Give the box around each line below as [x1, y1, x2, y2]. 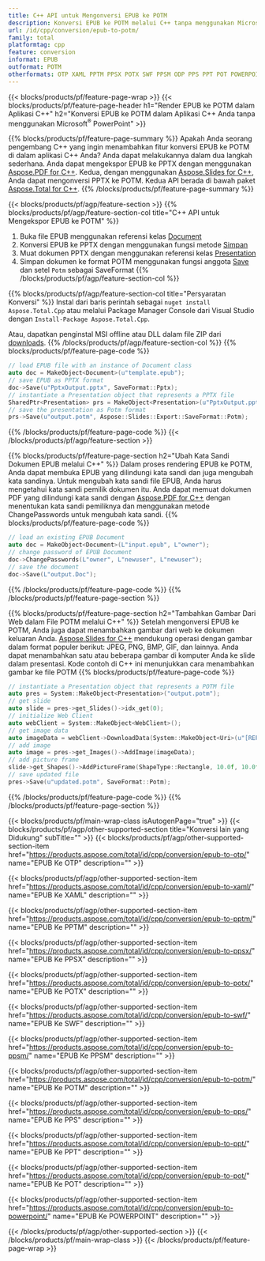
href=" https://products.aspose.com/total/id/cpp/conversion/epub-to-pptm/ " [8, 914, 256, 923]
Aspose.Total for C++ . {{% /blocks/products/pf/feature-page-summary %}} [8, 184, 254, 194]
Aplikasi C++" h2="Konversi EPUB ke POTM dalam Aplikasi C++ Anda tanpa [8, 108, 256, 119]
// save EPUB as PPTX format [8, 376, 104, 384]
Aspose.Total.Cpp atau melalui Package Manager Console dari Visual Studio [8, 306, 255, 315]
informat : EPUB [8, 56, 58, 64]
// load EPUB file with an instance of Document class [8, 361, 192, 370]
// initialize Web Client [8, 712, 93, 720]
